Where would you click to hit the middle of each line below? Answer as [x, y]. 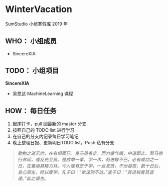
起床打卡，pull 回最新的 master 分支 [49, 124]
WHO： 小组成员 [31, 41]
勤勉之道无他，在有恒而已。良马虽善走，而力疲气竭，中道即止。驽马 [88, 153]
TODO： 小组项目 [32, 71]
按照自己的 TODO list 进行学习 [43, 130]
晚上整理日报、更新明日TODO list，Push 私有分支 [63, 143]
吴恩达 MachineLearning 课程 [43, 94]
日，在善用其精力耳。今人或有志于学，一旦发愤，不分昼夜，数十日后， [90, 166]
